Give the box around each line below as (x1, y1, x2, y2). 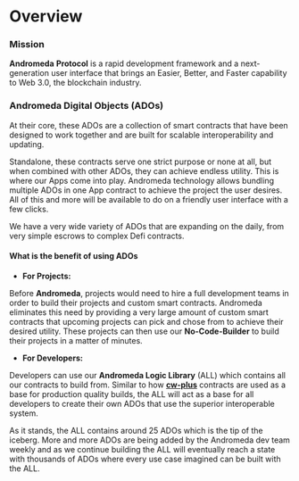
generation (9, 68, 49, 79)
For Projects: (21, 270, 71, 281)
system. (9, 408, 38, 419)
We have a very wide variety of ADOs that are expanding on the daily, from (9, 220, 285, 231)
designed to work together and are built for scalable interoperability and (9, 129, 274, 140)
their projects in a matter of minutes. (9, 335, 143, 345)
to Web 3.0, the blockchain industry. (9, 78, 142, 88)
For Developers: (21, 352, 83, 363)
